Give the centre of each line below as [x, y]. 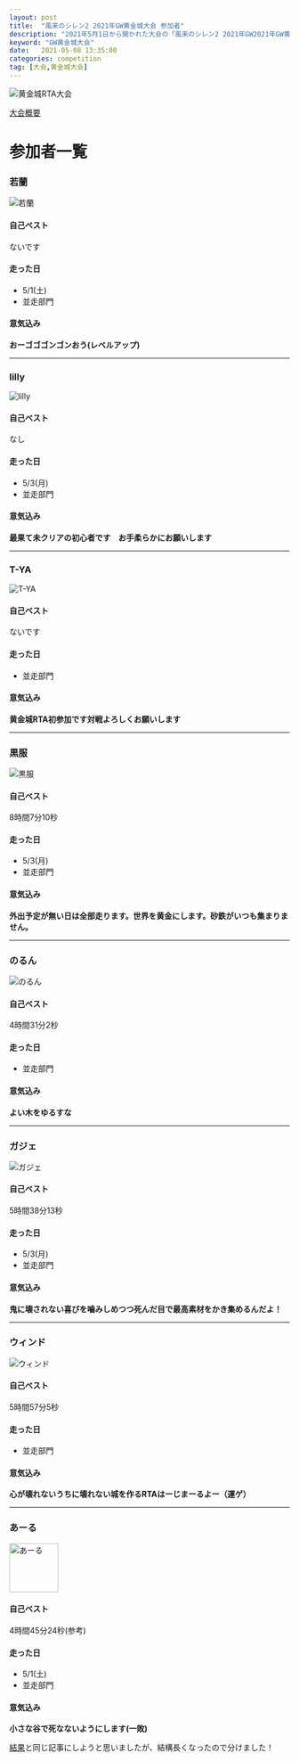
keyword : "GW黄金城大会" [52, 42]
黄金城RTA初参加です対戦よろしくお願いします [95, 719]
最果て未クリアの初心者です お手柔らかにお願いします [110, 537]
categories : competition [55, 59]
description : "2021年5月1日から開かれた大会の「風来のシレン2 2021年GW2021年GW [147, 34]
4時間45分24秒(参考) [48, 1630]
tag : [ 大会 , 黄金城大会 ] [48, 68]
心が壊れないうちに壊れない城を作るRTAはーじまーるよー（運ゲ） [130, 1495]
